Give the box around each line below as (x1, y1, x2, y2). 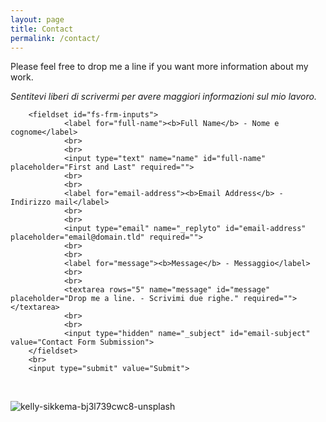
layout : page (10, 14, 65, 25)
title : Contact (10, 24, 74, 34)
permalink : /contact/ (10, 33, 101, 43)
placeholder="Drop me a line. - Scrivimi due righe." (10, 294, 240, 304)
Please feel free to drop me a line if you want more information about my (10, 61, 309, 73)
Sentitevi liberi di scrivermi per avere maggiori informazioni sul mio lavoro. (10, 91, 317, 103)
